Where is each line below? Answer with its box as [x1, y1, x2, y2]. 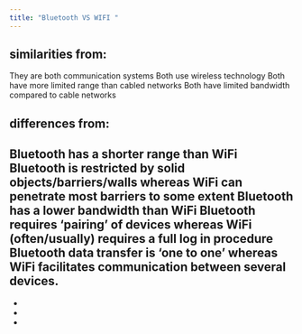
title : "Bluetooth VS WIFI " [9, 13, 119, 23]
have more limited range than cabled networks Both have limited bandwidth [9, 80, 290, 91]
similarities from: [9, 47, 107, 62]
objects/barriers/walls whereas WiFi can [9, 175, 243, 190]
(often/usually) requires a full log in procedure [9, 231, 273, 246]
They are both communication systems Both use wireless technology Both [9, 70, 286, 81]
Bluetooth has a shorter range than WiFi [9, 146, 238, 162]
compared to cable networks [9, 89, 117, 100]
